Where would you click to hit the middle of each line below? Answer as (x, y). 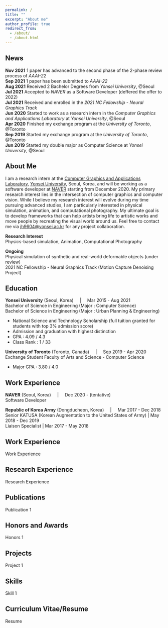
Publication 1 (18, 509)
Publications (25, 498)
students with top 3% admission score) (53, 326)
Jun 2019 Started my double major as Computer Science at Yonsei (74, 145)
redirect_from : (21, 29)
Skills (14, 581)
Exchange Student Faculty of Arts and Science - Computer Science (75, 357)
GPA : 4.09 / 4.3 (29, 337)
